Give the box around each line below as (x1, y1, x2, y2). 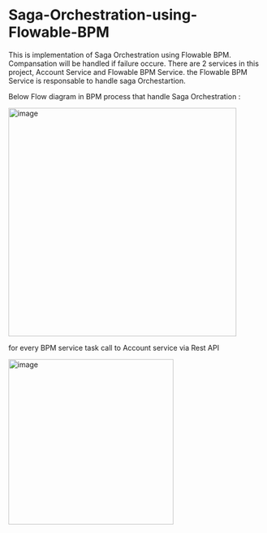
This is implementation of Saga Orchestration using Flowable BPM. (8, 50, 231, 59)
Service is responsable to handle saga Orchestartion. (8, 76, 186, 85)
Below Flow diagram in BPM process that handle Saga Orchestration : (8, 91, 241, 101)
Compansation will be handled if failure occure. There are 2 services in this (8, 59, 260, 68)
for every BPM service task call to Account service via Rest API (8, 343, 220, 352)
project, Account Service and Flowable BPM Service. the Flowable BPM (8, 67, 248, 76)
